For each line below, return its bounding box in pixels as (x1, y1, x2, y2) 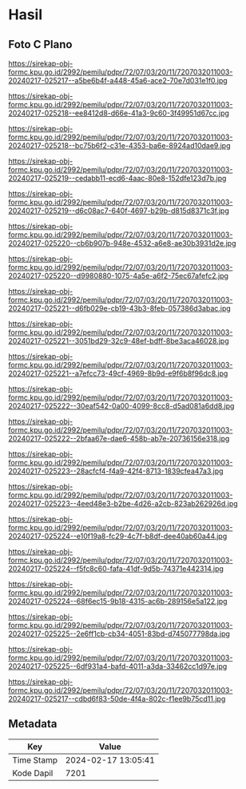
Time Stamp (12, 755, 58, 766)
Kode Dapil (12, 767, 54, 779)
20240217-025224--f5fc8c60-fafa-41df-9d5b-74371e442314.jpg (8, 564, 224, 574)
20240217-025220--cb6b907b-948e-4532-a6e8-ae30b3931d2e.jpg (8, 239, 236, 248)
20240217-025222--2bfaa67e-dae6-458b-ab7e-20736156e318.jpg (8, 434, 230, 443)
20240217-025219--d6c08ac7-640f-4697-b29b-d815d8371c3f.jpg (8, 206, 230, 215)
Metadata (8, 717, 58, 731)
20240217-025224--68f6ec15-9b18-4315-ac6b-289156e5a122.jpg (8, 597, 228, 606)
